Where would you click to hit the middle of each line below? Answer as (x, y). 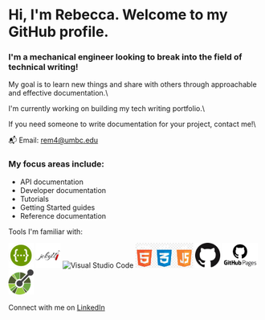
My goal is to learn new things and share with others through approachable (132, 84)
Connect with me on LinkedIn (57, 307)
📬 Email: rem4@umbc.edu (53, 140)
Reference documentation (63, 215)
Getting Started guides (57, 207)
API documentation (52, 182)
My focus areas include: (56, 164)
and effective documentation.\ (58, 93)
